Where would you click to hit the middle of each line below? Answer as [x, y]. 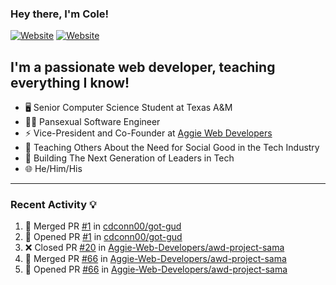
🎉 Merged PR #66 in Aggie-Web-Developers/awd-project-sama [155, 259]
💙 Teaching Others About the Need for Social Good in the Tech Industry [172, 148]
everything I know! [70, 82]
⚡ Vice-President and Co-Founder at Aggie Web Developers [148, 133]
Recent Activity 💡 [53, 205]
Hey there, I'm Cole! [59, 14]
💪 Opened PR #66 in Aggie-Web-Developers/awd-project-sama [156, 269]
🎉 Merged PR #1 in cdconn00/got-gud [103, 226]
